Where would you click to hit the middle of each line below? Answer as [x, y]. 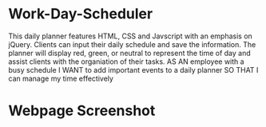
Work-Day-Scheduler [81, 14]
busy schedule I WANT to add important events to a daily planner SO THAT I [133, 69]
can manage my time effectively [61, 78]
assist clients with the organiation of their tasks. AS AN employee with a [127, 62]
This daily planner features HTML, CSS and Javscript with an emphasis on [131, 36]
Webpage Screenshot [82, 111]
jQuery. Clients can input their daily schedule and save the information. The [132, 44]
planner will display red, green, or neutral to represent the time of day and [130, 53]
